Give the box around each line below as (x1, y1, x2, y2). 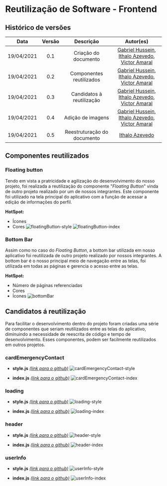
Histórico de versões (5, 23, 71, 32)
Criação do (74, 50, 100, 56)
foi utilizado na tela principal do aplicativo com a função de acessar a (5, 194, 147, 199)
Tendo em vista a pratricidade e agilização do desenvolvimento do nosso (5, 178, 155, 184)
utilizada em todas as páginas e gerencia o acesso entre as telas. (5, 263, 139, 269)
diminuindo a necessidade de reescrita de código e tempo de (5, 331, 131, 337)
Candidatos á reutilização (5, 307, 86, 316)
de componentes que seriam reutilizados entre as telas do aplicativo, (5, 326, 147, 332)
